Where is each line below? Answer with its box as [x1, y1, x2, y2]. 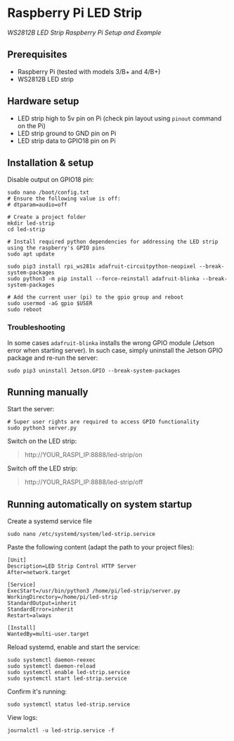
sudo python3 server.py [7, 425, 77, 432]
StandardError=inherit [7, 606, 74, 614]
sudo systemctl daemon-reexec [7, 656, 96, 664]
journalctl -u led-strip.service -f [7, 727, 115, 734]
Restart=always [7, 612, 52, 619]
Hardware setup [7, 95, 79, 107]
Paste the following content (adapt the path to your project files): [7, 543, 195, 552]
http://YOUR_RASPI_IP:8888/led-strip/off [24, 478, 143, 487]
